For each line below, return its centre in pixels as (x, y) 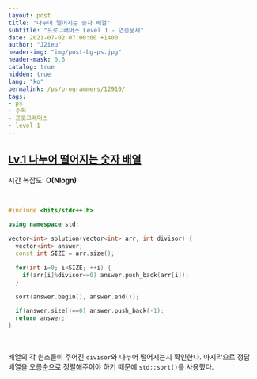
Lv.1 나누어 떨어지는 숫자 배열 (75, 160)
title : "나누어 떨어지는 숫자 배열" (59, 23)
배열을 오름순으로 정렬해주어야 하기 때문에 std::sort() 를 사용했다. (111, 367)
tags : (17, 96)
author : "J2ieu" (35, 45)
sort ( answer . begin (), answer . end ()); (77, 297)
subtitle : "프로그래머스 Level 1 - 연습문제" (76, 30)
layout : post (30, 15)
